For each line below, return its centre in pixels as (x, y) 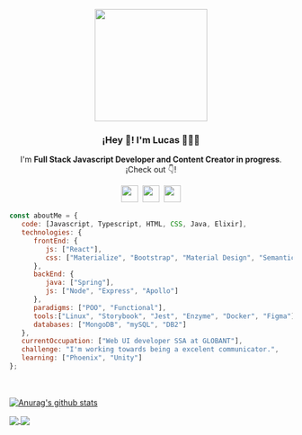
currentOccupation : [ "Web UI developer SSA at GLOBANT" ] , (132, 342)
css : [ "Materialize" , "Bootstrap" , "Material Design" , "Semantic (170, 257)
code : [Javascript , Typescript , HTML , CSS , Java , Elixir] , (134, 225)
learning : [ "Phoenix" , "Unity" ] (82, 358)
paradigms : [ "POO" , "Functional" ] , (100, 307)
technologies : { (52, 233)
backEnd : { (53, 274)
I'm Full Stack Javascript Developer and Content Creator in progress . (151, 160)
